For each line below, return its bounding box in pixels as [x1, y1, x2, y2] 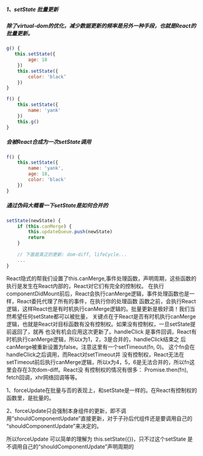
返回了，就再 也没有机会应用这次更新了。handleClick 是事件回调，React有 [11, 328, 197, 335]
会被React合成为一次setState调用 [6, 138, 91, 146]
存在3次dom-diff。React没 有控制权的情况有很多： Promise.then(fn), [16, 366, 188, 373]
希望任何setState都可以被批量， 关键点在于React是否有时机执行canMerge [11, 312, 196, 320]
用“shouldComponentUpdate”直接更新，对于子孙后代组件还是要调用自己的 [6, 415, 193, 422]
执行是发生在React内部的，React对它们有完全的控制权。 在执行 [6, 282, 165, 289]
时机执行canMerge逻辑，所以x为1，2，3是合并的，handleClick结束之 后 [6, 335, 187, 343]
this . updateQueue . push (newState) [28, 229, 113, 235]
